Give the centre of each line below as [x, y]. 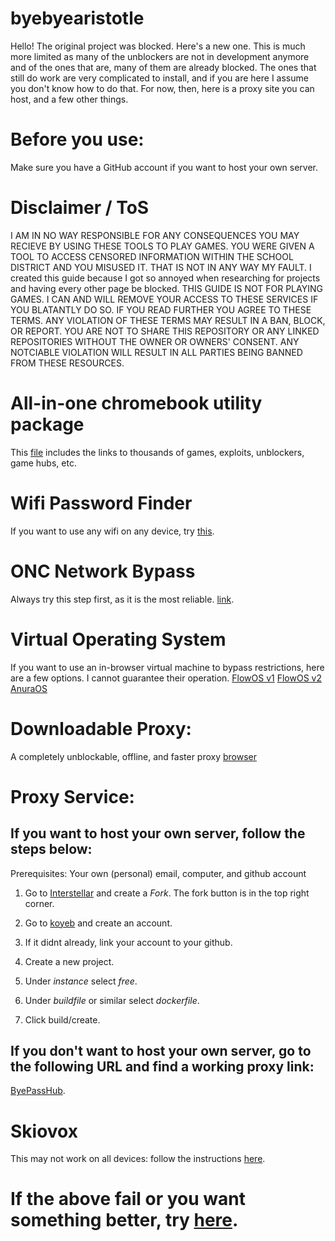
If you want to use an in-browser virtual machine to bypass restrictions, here [167, 667]
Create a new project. [69, 961]
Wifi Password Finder [101, 503]
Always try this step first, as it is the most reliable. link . [122, 599]
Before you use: [77, 139]
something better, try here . [124, 1220]
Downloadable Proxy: [101, 728]
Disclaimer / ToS [80, 208]
